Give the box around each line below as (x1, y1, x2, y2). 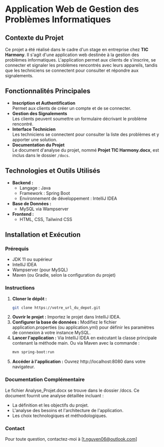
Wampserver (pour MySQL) (12, 267, 68, 273)
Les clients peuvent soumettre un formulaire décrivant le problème (12, 116, 147, 122)
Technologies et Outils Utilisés (5, 166, 101, 175)
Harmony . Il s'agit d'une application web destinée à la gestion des (5, 52, 139, 58)
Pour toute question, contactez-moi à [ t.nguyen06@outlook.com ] (5, 436, 137, 442)
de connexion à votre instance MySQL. (12, 330, 91, 336)
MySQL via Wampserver (19, 206, 69, 212)
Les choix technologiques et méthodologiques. (12, 413, 108, 418)
